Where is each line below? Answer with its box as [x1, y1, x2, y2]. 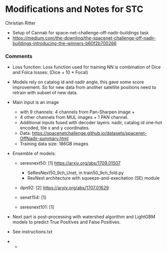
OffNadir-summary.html [19, 136, 69, 142]
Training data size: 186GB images [19, 141, 89, 147]
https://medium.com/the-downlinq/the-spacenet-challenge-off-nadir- [12, 35, 156, 41]
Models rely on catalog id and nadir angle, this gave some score [12, 79, 144, 85]
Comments [5, 52, 32, 59]
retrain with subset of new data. [12, 90, 78, 96]
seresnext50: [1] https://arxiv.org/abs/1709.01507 [19, 160, 121, 166]
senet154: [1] [19, 195, 46, 201]
